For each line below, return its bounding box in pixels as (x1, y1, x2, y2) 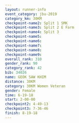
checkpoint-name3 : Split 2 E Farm (5, 25, 75, 30)
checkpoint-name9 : (5, 52, 42, 57)
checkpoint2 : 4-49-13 (5, 102, 49, 107)
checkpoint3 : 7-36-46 (5, 106, 49, 111)
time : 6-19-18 (5, 92, 34, 97)
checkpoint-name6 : (5, 39, 42, 44)
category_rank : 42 (5, 66, 42, 71)
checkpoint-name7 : (5, 43, 42, 48)
